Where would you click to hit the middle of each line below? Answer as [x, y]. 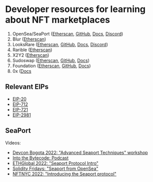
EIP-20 [19, 99]
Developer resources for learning [75, 9]
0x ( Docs [22, 71]
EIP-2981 [21, 115]
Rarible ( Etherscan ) [32, 50]
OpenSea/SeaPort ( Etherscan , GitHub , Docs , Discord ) [68, 34]
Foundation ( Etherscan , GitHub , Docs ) [51, 66]
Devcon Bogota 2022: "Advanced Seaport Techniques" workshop [80, 152]
